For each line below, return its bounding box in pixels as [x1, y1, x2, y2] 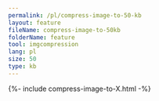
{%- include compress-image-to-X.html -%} [8, 84, 151, 93]
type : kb [8, 63, 37, 70]
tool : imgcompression [8, 41, 79, 49]
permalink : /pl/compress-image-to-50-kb [8, 11, 143, 20]
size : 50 [8, 56, 37, 63]
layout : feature [8, 19, 61, 27]
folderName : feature [8, 33, 76, 41]
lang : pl [8, 48, 37, 56]
